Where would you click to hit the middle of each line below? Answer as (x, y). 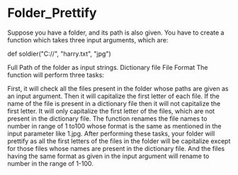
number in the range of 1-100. (51, 163)
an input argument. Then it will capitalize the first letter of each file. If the (113, 96)
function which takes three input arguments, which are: (88, 40)
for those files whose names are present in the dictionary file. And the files (116, 148)
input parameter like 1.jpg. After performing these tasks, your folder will (111, 133)
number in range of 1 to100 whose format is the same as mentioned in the (114, 126)
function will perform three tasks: (56, 75)
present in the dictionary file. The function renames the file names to (107, 119)
